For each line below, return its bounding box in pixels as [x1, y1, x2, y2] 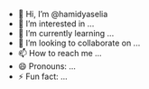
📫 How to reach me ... [17, 48, 102, 58]
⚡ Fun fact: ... [17, 71, 68, 82]
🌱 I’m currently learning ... [17, 28, 115, 38]
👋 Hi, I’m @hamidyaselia [17, 9, 108, 19]
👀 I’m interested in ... [17, 18, 95, 29]
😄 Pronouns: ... [17, 61, 77, 72]
